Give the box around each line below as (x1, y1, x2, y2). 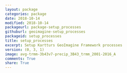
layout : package (5, 7, 38, 12)
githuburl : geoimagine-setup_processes (5, 29, 86, 34)
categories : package (5, 12, 47, 16)
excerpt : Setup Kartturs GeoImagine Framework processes (5, 43, 123, 48)
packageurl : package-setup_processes (5, 25, 81, 30)
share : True (5, 61, 29, 65)
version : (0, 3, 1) (5, 47, 45, 52)
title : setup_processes (5, 38, 53, 43)
